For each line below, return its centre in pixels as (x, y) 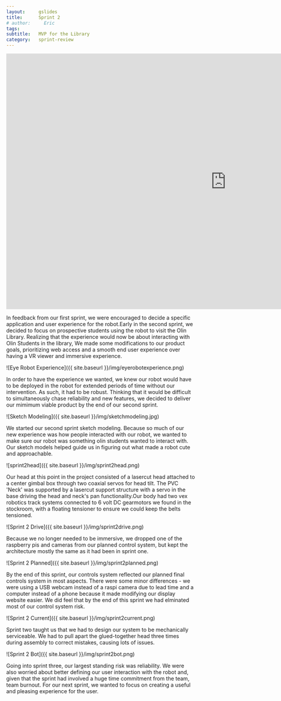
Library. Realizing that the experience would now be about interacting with (98, 337)
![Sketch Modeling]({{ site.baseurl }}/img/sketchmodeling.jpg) (83, 416)
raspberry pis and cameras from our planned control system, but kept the (97, 545)
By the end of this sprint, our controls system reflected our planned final (95, 575)
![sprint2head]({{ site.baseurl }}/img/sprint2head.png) (73, 465)
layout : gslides (32, 12)
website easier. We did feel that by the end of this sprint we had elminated (98, 600)
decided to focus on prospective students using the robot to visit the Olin (97, 330)
